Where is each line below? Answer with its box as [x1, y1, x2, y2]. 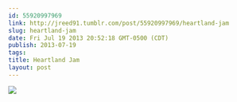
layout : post [8, 64, 52, 72]
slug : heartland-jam [8, 26, 77, 34]
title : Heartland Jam [8, 57, 80, 65]
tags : [8, 49, 26, 57]
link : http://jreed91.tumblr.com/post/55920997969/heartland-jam [8, 19, 229, 27]
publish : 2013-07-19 [8, 41, 77, 49]
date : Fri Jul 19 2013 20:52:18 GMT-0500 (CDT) [8, 33, 169, 42]
